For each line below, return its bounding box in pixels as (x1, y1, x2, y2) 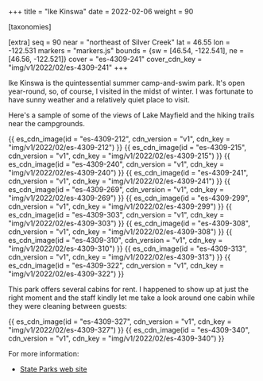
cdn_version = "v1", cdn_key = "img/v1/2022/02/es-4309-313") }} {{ (8, 252, 231, 261)
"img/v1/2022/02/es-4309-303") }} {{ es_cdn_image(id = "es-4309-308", (8, 218, 250, 228)
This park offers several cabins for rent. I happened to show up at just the (8, 285, 249, 294)
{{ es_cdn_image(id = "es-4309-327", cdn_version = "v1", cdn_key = (8, 317, 232, 326)
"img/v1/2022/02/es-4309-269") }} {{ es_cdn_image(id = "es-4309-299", (8, 194, 250, 202)
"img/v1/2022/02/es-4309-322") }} (8, 269, 125, 279)
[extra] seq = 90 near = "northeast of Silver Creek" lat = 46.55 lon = (8, 37, 230, 47)
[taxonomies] (8, 22, 52, 31)
